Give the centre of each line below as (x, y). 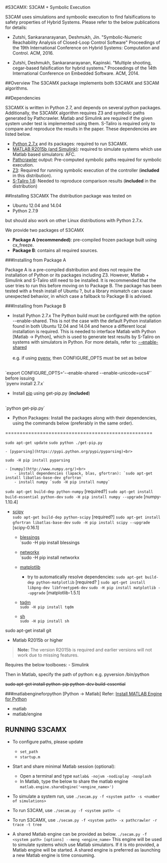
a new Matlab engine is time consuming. (54, 855)
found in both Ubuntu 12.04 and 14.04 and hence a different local (79, 326)
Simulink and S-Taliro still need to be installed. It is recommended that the (81, 280)
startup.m (30, 757)
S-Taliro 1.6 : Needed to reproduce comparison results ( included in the (84, 181)
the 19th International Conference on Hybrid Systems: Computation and (86, 48)
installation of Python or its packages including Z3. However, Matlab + (77, 275)
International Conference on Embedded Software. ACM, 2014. (76, 73)
